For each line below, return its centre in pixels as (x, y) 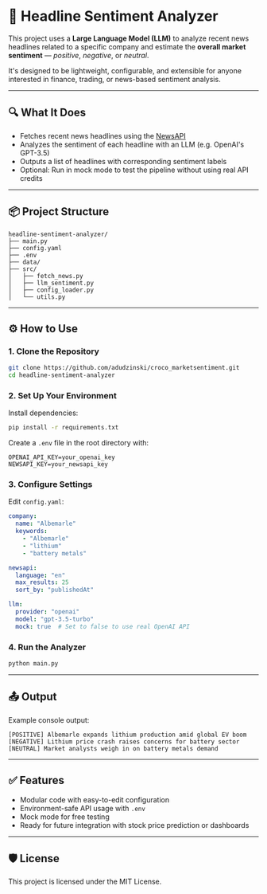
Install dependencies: (43, 413)
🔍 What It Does (47, 113)
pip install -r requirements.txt (64, 428)
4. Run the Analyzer (47, 647)
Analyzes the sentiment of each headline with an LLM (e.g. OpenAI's (132, 144)
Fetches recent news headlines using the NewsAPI (103, 135)
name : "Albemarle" (46, 524)
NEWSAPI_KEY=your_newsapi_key (58, 465)
